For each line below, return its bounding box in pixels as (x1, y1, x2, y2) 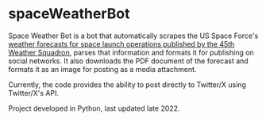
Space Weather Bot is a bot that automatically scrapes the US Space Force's (8, 31, 259, 40)
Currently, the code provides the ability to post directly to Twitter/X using (8, 80, 246, 89)
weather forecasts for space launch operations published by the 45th (8, 39, 235, 48)
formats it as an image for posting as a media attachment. (8, 64, 197, 74)
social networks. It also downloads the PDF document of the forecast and (8, 56, 249, 66)
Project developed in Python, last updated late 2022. (8, 104, 180, 113)
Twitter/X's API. (8, 88, 60, 97)
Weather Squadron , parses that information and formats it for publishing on (8, 47, 254, 57)
